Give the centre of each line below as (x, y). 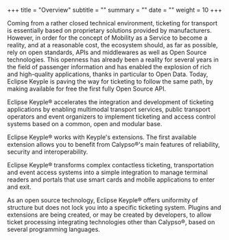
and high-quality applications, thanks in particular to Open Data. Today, (108, 74)
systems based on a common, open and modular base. (85, 124)
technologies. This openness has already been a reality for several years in (113, 60)
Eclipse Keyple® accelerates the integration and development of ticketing (110, 102)
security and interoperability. (48, 152)
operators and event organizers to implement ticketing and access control (111, 117)
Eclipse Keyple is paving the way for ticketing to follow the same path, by (110, 81)
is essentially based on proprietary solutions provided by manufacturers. (110, 31)
